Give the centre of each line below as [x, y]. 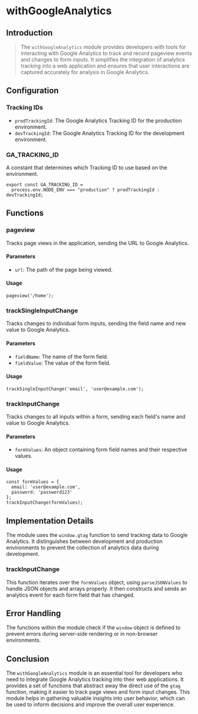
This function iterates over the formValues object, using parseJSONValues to [97, 582]
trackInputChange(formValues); [45, 503]
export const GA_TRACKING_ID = [45, 185]
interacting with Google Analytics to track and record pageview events [106, 53]
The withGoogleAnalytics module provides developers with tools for [103, 47]
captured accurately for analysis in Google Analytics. [85, 72]
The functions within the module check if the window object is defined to [93, 628]
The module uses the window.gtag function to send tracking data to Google [97, 535]
